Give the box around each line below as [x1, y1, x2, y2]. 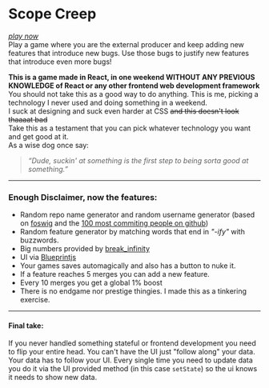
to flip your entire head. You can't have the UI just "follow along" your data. [8, 347, 255, 357]
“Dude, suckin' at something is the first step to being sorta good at [27, 155, 249, 165]
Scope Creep [8, 5, 97, 23]
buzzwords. [19, 235, 59, 245]
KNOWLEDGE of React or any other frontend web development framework [8, 81, 260, 90]
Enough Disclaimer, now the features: [8, 191, 158, 202]
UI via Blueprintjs [19, 253, 77, 262]
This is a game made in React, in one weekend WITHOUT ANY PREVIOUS [8, 72, 255, 82]
